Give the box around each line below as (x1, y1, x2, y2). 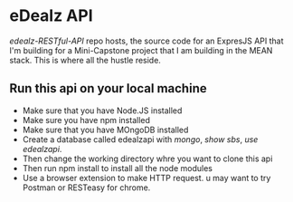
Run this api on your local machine (9, 81, 207, 96)
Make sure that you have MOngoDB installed (22, 124, 189, 135)
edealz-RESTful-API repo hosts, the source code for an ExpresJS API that (9, 35, 284, 46)
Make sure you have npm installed (22, 114, 151, 125)
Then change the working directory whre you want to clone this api (22, 153, 273, 164)
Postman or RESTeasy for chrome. (22, 182, 151, 193)
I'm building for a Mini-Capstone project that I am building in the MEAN (9, 44, 273, 55)
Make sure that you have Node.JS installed (22, 105, 183, 116)
